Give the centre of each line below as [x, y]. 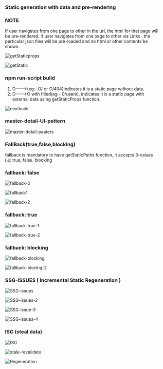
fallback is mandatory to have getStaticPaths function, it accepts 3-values [79, 155]
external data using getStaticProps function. [56, 99]
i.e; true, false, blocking [29, 160]
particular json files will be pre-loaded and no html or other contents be [77, 41]
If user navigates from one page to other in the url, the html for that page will [82, 31]
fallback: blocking [27, 248]
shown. [12, 47]
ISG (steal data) [24, 332]
